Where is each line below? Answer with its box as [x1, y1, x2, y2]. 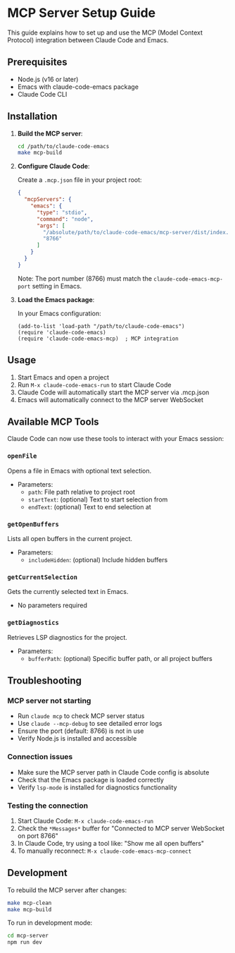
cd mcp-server [7, 933, 49, 940]
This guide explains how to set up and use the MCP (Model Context [7, 28, 203, 37]
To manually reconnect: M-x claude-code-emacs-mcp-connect [17, 846, 192, 855]
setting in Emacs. [32, 281, 82, 290]
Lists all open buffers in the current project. [7, 535, 132, 543]
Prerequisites [7, 56, 68, 68]
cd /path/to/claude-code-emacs [17, 142, 110, 150]
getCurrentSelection [7, 573, 78, 581]
